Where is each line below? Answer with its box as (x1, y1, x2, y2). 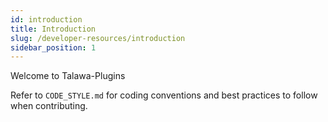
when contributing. (10, 100, 88, 112)
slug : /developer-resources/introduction (10, 33, 186, 43)
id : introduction (10, 14, 83, 25)
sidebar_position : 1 (10, 42, 97, 53)
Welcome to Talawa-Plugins (10, 70, 126, 82)
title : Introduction (10, 24, 97, 34)
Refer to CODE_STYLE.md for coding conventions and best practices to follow (10, 89, 318, 101)
